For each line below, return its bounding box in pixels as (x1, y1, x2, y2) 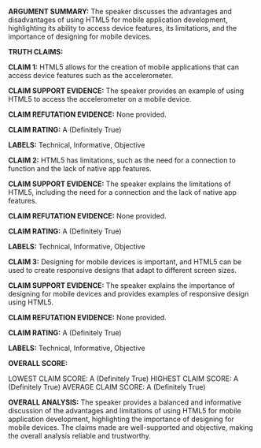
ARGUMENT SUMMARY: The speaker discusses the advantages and (8, 7, 232, 16)
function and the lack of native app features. (8, 164, 152, 173)
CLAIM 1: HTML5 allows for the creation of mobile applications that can (8, 62, 240, 72)
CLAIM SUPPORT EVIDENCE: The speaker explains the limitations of (8, 179, 231, 189)
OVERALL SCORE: (8, 359, 68, 368)
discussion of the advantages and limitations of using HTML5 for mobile (8, 406, 241, 415)
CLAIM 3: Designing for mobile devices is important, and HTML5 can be (8, 257, 242, 267)
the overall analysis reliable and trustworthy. (8, 431, 151, 440)
